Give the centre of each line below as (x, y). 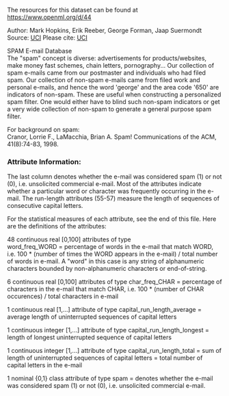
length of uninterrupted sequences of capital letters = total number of (105, 358)
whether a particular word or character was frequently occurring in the (107, 192)
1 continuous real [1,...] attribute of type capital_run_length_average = (104, 310)
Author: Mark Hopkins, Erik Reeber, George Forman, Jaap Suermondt (105, 30)
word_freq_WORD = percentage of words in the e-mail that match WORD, (110, 247)
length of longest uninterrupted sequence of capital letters (90, 337)
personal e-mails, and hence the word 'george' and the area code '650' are (113, 87)
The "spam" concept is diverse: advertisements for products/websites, (107, 58)
